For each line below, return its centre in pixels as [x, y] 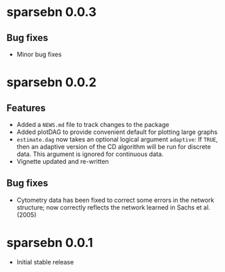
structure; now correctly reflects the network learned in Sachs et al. [113, 207]
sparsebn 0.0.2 [51, 82]
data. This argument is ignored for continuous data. [90, 154]
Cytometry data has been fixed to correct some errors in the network [115, 200]
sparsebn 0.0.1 [50, 243]
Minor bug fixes [39, 54]
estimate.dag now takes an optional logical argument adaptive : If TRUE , [117, 139]
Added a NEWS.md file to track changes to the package [93, 125]
